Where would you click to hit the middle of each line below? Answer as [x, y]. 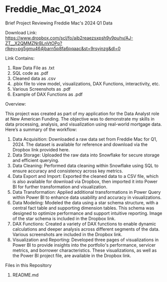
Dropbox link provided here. [41, 149]
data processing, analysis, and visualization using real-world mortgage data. [83, 124]
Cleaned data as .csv [34, 78]
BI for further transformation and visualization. [60, 187]
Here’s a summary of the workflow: [41, 129]
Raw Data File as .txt [33, 68]
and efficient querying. [36, 160]
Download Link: [21, 32]
